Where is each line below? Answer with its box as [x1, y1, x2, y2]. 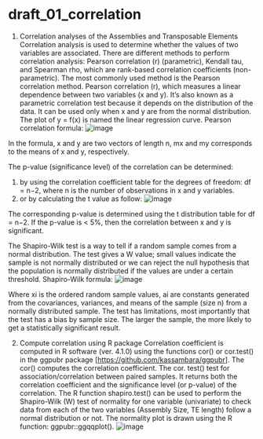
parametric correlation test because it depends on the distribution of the [19, 98, 254, 108]
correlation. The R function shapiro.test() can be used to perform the [19, 388, 242, 397]
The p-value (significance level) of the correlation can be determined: [8, 162, 234, 171]
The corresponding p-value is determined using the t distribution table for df [8, 209, 255, 218]
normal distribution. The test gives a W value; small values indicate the [8, 249, 237, 258]
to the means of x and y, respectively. [8, 147, 130, 156]
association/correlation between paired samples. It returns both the [19, 371, 238, 381]
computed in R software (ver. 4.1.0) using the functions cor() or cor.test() [19, 346, 254, 356]
